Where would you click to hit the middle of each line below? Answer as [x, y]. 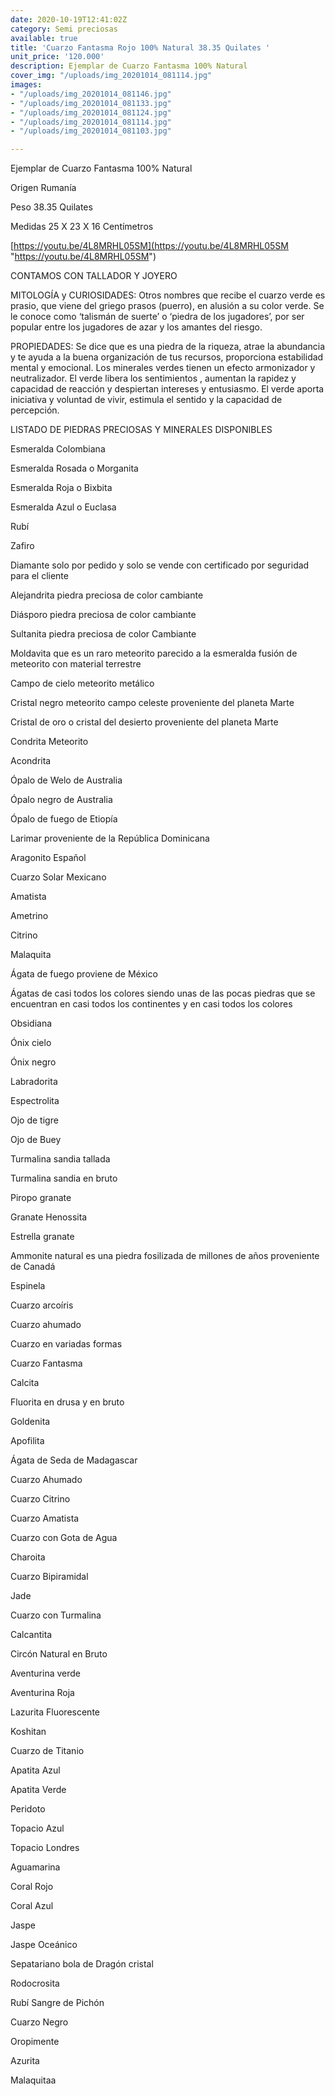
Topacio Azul [37, 1828]
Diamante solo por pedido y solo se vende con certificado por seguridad [160, 565]
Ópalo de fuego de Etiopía [64, 819]
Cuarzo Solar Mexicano [58, 877]
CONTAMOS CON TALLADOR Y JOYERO [94, 276]
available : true [44, 38]
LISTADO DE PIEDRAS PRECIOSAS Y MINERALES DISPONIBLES [141, 430]
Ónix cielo [31, 1043]
